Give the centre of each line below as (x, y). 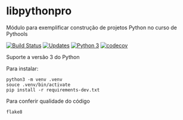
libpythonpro (39, 11)
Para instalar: (22, 68)
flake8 (14, 112)
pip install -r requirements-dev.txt (53, 90)
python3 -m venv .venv (34, 79)
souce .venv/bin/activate (38, 85)
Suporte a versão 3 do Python (43, 57)
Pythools (17, 33)
